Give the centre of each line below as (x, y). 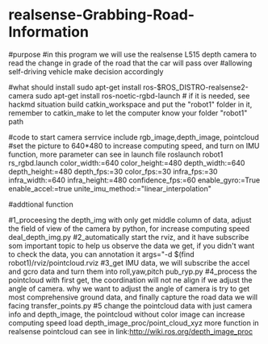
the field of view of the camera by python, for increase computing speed (129, 229)
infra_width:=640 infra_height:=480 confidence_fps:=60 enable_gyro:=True (134, 180)
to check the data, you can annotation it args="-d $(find (102, 254)
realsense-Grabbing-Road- (102, 15)
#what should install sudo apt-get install (75, 87)
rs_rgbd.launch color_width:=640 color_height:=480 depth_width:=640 (127, 162)
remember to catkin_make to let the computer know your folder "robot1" (128, 113)
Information (48, 32)
